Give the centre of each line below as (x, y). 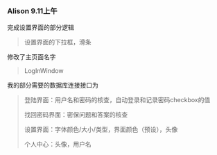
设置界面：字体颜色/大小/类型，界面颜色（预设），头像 (101, 129)
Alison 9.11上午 (32, 10)
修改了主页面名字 (32, 57)
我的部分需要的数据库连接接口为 (53, 85)
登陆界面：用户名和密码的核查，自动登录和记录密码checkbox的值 (117, 100)
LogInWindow (44, 71)
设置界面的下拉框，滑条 (58, 42)
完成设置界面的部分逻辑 (41, 27)
